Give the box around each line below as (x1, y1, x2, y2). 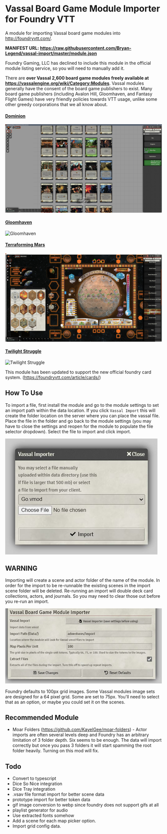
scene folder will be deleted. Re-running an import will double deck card (5, 588, 153, 594)
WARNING (5, 564, 38, 572)
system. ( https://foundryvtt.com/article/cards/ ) (5, 374, 101, 380)
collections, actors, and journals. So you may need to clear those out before (5, 593, 161, 599)
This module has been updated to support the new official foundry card (5, 369, 152, 375)
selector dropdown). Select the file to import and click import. (5, 428, 131, 434)
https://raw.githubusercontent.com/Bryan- (39, 45, 132, 51)
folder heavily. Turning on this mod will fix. (12, 748, 99, 754)
